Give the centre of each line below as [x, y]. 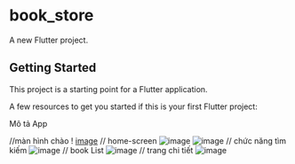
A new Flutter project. [49, 40]
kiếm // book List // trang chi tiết [101, 150]
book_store [52, 16]
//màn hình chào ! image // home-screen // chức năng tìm [148, 141]
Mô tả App [28, 123]
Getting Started [53, 68]
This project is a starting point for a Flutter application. [108, 89]
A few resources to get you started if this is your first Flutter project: [133, 106]
